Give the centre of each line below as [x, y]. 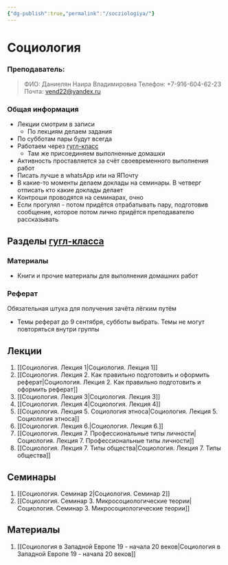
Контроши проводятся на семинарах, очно [80, 198]
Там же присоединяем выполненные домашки [96, 154]
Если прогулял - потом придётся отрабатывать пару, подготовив [113, 205]
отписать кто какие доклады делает [70, 190]
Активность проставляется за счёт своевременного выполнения [113, 161]
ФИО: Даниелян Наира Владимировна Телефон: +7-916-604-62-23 [123, 84]
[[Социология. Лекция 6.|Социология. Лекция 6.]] [90, 426]
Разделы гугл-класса [56, 241]
